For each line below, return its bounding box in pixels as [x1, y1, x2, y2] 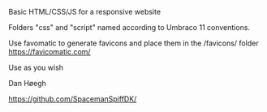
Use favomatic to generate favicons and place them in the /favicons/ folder [8, 38, 259, 48]
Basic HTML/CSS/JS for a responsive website [8, 7, 161, 16]
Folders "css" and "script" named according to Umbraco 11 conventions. [8, 23, 250, 32]
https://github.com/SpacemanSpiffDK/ [8, 94, 137, 104]
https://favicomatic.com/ [8, 47, 91, 56]
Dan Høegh [8, 79, 46, 88]
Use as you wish [8, 62, 63, 72]
